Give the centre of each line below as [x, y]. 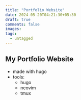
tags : [11, 34]
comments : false [22, 24]
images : [13, 29]
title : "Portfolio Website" [35, 10]
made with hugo [30, 71]
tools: [18, 77]
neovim [28, 88]
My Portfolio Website [39, 59]
